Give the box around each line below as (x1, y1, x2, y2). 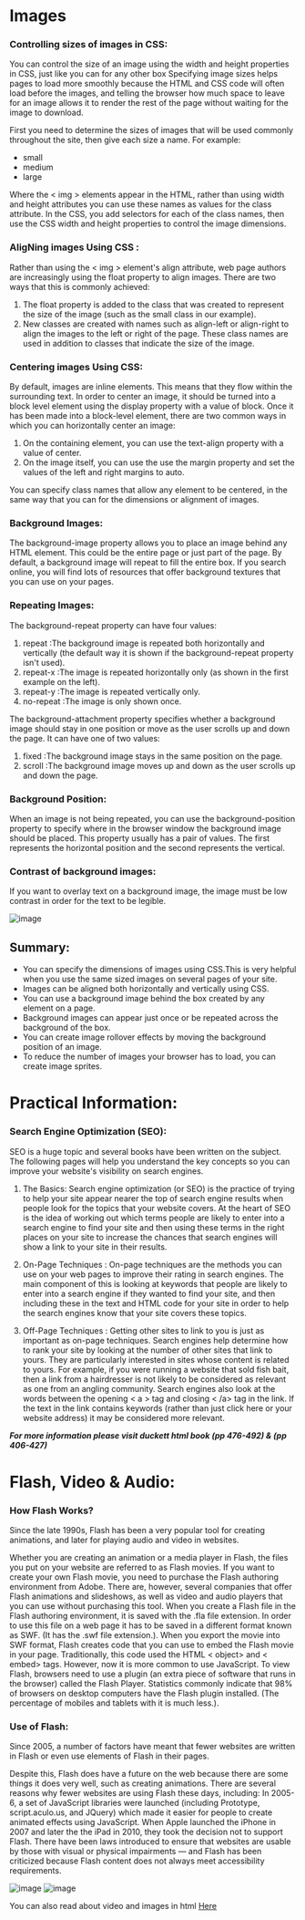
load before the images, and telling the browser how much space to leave (9, 88, 285, 99)
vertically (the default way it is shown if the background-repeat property (22, 647, 294, 658)
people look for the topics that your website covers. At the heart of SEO (22, 1202, 291, 1213)
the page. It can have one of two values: (9, 732, 161, 743)
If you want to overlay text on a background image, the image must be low (9, 886, 288, 897)
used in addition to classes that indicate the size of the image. (22, 337, 255, 348)
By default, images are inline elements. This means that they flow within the (9, 381, 293, 392)
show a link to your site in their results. (22, 1241, 168, 1252)
